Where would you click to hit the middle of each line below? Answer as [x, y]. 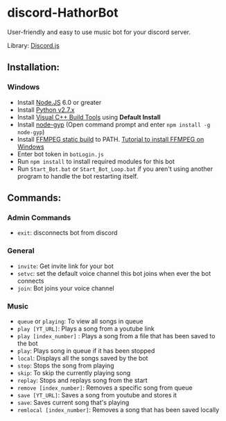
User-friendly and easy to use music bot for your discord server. [99, 32]
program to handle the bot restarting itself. [78, 176]
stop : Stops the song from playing [66, 365]
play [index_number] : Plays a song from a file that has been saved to [116, 336]
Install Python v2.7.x [46, 110]
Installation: [34, 67]
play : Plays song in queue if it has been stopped [86, 350]
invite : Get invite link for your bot [66, 266]
